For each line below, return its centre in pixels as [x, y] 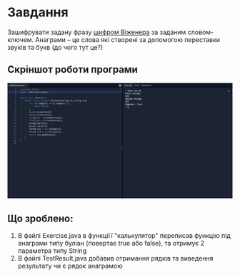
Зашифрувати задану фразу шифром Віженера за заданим [97, 32]
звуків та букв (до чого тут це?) [55, 47]
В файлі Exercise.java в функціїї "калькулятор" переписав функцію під [124, 235]
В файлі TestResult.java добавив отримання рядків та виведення [115, 258]
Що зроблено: [40, 218]
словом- [201, 32]
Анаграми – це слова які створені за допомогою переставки [127, 39]
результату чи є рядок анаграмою [70, 266]
